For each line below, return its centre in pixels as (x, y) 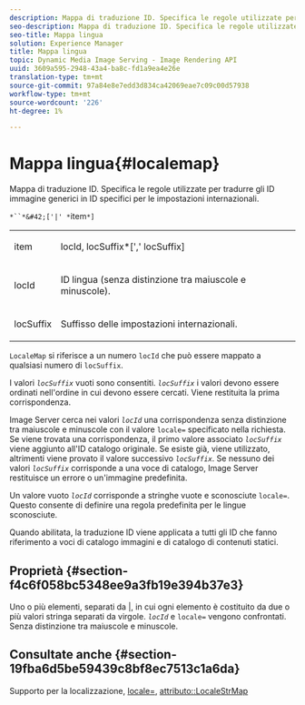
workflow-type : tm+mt (50, 94)
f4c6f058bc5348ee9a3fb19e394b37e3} (127, 584)
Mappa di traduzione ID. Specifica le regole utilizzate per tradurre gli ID (142, 189)
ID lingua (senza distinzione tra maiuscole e (153, 280)
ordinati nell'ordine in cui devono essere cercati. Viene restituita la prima (144, 393)
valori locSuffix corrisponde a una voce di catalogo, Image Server (134, 468)
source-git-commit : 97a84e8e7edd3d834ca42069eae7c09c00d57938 (129, 86)
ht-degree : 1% (36, 111)
